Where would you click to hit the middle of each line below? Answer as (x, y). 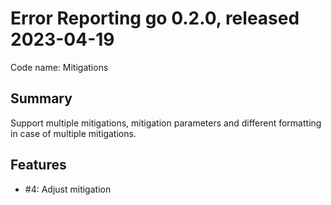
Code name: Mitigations (59, 67)
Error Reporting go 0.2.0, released (155, 18)
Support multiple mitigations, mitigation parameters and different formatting (166, 123)
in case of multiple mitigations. (73, 133)
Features (38, 165)
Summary (41, 98)
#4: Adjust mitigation (68, 189)
